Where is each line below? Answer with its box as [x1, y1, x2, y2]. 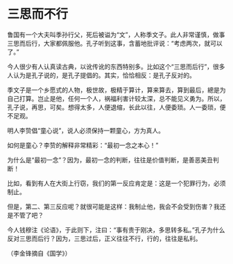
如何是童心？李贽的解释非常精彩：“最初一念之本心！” [7, 141, 159, 149]
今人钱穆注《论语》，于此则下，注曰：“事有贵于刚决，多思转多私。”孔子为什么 [7, 225, 225, 234]
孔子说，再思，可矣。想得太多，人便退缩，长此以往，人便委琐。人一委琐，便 [7, 103, 226, 111]
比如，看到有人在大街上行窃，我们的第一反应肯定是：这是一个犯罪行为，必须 [7, 179, 226, 187]
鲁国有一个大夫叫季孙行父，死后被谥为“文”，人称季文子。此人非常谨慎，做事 [7, 30, 225, 39]
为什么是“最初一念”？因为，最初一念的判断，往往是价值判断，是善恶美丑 [7, 155, 214, 164]
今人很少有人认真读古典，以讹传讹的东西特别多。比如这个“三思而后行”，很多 [7, 62, 225, 70]
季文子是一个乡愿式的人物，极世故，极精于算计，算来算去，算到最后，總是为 [7, 86, 226, 94]
